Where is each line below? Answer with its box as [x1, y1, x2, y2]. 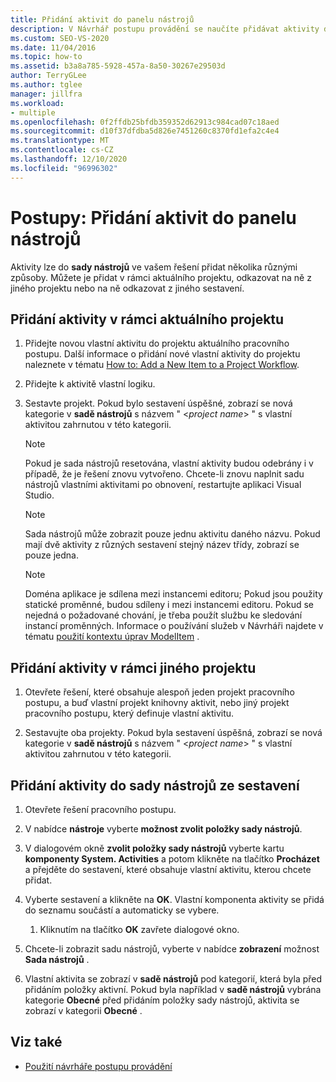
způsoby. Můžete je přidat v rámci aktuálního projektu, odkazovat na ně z [10, 271, 312, 283]
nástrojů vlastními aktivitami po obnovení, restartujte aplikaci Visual [24, 479, 302, 491]
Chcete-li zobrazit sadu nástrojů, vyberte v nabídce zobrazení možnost [24, 943, 320, 955]
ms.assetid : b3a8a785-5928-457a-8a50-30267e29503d [10, 61, 226, 71]
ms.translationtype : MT [10, 136, 110, 146]
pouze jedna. [24, 549, 79, 561]
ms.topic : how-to [10, 52, 83, 62]
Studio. [24, 489, 55, 501]
